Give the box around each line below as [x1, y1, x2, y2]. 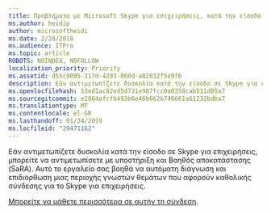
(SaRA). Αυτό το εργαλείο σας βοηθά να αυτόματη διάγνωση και [8, 163, 227, 174]
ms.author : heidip [8, 19, 70, 27]
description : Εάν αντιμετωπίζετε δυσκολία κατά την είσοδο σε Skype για [8, 79, 258, 87]
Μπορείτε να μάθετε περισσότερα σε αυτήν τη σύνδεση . [8, 196, 199, 206]
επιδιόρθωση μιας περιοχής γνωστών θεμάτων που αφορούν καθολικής [8, 172, 252, 182]
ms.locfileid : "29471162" [8, 124, 95, 132]
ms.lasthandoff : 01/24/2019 [8, 117, 103, 125]
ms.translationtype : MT [8, 102, 89, 110]
